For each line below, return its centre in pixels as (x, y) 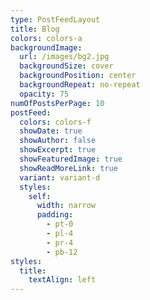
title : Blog (35, 29)
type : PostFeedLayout (55, 19)
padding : (55, 215)
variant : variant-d (60, 177)
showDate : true (51, 131)
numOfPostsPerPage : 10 (57, 103)
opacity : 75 (44, 94)
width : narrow (66, 206)
